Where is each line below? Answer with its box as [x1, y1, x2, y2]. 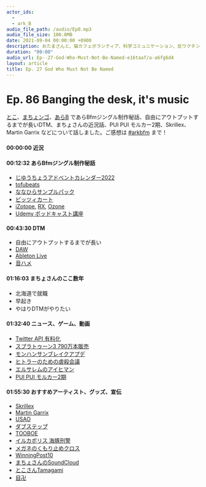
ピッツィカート [15, 196, 53, 203]
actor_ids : [6, 9, 34, 15]
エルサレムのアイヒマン [15, 366, 75, 373]
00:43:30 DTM [6, 224, 45, 232]
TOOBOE [15, 429, 39, 437]
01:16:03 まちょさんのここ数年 [6, 274, 84, 282]
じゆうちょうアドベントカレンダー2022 [15, 174, 115, 182]
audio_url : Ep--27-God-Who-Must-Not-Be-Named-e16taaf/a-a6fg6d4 [6, 55, 174, 61]
